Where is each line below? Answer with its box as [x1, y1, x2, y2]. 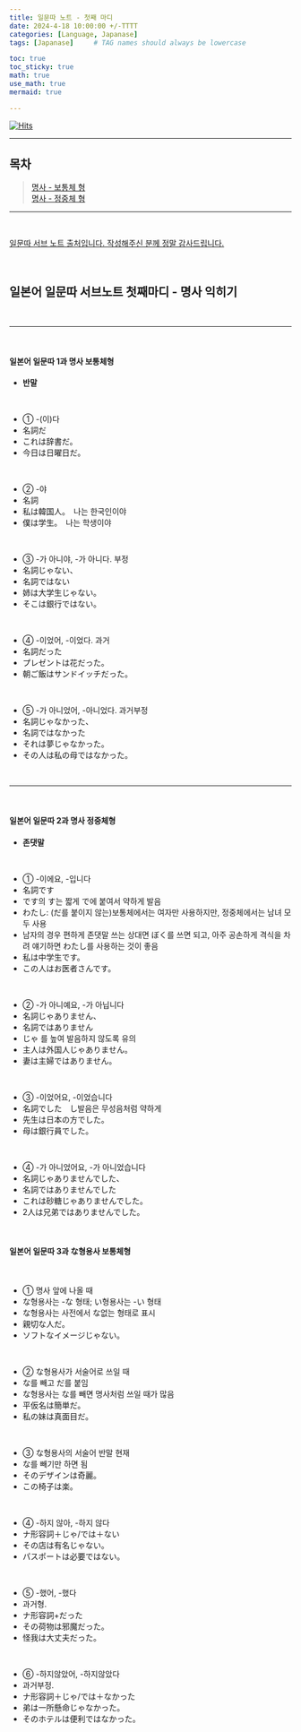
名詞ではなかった [21, 728, 86, 738]
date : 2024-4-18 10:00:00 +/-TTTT [9, 22, 139, 30]
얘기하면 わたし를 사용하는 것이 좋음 [31, 940, 159, 951]
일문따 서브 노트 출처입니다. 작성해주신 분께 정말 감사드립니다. [9, 238, 225, 249]
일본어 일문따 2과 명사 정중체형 [9, 815, 116, 826]
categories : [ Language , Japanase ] [9, 30, 139, 39]
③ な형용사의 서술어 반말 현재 [21, 1447, 130, 1458]
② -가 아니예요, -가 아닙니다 [21, 999, 125, 1010]
